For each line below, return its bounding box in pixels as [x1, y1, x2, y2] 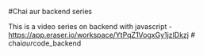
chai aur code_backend [8, 38, 82, 48]
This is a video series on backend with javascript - [8, 22, 173, 31]
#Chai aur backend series [8, 7, 93, 16]
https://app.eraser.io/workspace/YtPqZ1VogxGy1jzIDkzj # [8, 31, 196, 39]
